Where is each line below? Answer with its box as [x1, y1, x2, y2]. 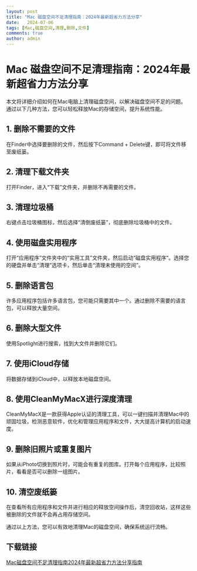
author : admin [6, 36, 41, 42]
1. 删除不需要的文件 [6, 124, 76, 134]
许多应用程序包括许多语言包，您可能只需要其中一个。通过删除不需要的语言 [6, 297, 186, 304]
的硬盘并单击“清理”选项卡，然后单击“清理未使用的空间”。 [6, 262, 144, 269]
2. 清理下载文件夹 [6, 167, 69, 177]
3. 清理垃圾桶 [6, 202, 54, 212]
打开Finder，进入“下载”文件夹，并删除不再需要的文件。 [6, 183, 140, 190]
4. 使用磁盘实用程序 [6, 238, 77, 248]
